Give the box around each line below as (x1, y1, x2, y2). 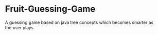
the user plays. (5, 24, 35, 30)
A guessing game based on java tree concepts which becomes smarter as (5, 19, 154, 25)
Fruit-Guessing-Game (5, 3, 96, 15)
